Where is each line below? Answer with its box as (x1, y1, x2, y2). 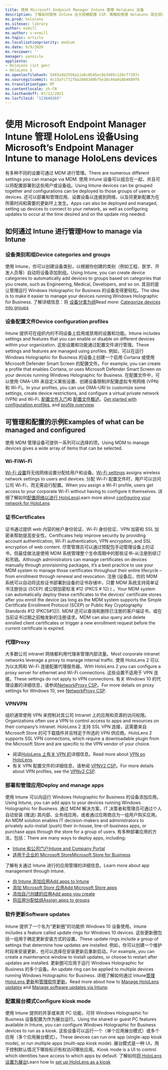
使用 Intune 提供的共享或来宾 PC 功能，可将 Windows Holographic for (5, 1010, 149, 1016)
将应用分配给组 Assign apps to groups (12, 897, 90, 903)
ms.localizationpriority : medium (5, 40, 75, 45)
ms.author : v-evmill (5, 30, 48, 35)
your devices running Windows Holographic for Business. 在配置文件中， (5, 372, 156, 378)
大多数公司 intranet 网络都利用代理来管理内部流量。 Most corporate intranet (5, 650, 160, 656)
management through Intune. (5, 868, 65, 874)
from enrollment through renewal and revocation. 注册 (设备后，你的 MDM (5, 573, 157, 579)
